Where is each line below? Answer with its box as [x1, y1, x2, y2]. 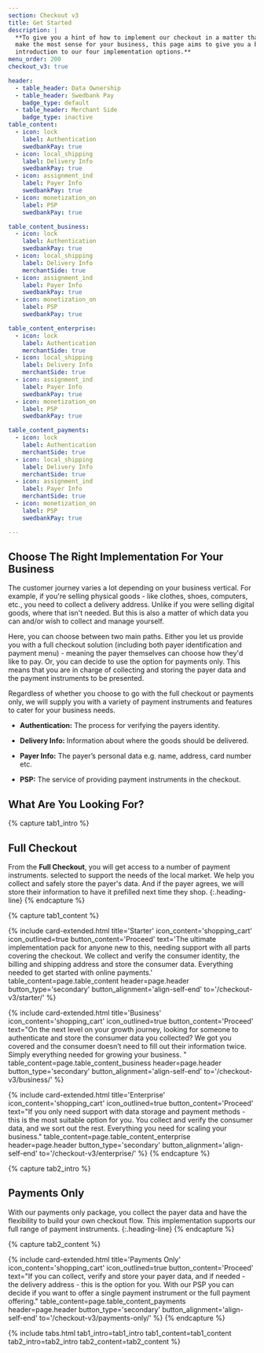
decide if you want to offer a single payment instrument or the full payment [8, 1288, 251, 1297]
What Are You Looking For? [8, 797, 145, 811]
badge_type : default [22, 99, 90, 107]
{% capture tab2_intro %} [8, 1164, 92, 1173]
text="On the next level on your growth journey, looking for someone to [8, 1024, 239, 1034]
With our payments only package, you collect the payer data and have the [8, 1208, 247, 1217]
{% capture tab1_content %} [8, 910, 100, 920]
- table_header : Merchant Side [15, 106, 118, 114]
